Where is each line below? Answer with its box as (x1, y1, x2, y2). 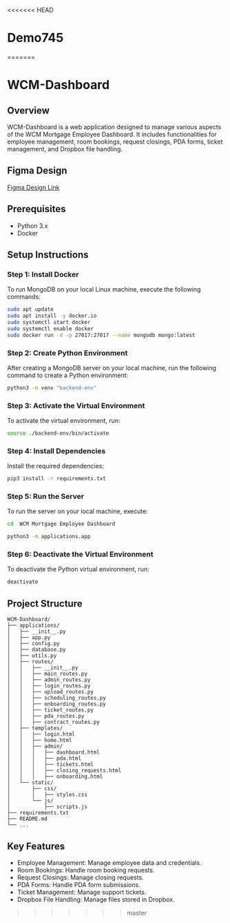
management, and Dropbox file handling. (7, 144, 123, 153)
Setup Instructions (7, 249, 89, 260)
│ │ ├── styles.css (7, 791, 88, 799)
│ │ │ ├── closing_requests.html (7, 767, 122, 774)
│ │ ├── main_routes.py (7, 670, 88, 678)
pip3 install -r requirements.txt (7, 475, 107, 482)
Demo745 (7, 30, 64, 46)
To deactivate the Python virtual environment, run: (7, 565, 149, 573)
